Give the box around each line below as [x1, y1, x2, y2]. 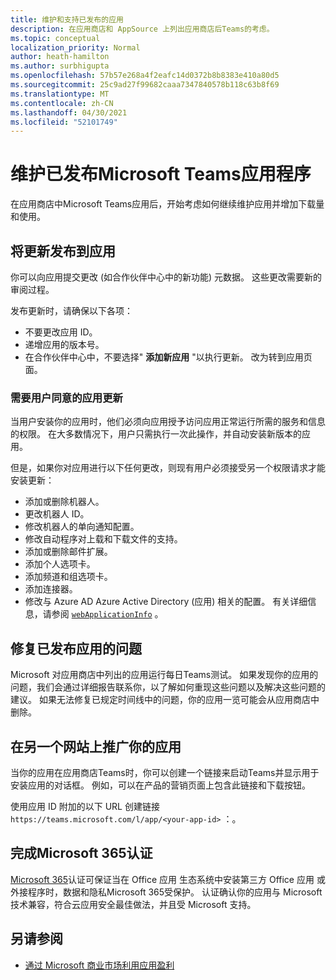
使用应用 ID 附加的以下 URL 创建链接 [10, 800, 160, 812]
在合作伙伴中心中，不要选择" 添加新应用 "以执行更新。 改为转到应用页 [24, 351, 313, 363]
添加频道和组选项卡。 [24, 571, 113, 583]
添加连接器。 [24, 583, 78, 595]
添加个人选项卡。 [24, 558, 96, 570]
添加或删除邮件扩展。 [24, 546, 113, 558]
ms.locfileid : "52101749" [10, 117, 118, 127]
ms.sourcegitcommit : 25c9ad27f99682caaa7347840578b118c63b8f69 [10, 80, 280, 90]
